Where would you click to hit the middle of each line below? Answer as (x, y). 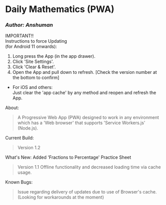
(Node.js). (28, 128)
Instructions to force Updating (36, 41)
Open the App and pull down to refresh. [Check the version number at (85, 72)
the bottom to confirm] (36, 78)
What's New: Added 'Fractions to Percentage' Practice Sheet (68, 157)
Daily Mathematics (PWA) (60, 9)
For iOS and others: (32, 87)
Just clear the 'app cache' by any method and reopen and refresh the (84, 93)
